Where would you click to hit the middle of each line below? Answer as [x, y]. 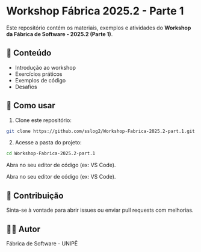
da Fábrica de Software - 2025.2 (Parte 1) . [60, 34]
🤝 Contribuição [35, 196]
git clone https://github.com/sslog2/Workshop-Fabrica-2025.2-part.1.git [101, 131]
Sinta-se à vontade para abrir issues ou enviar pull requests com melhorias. [100, 210]
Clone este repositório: [43, 120]
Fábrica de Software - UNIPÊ [42, 243]
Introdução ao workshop [45, 67]
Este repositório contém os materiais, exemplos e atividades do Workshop [99, 28]
